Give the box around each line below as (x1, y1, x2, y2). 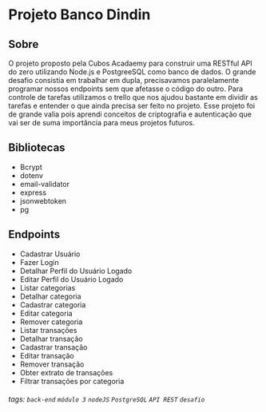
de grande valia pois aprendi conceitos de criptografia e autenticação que (8, 109, 252, 119)
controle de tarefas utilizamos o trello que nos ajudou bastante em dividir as (8, 93, 258, 101)
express (19, 188, 46, 197)
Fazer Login (19, 257, 60, 267)
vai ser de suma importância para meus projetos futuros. (8, 118, 195, 127)
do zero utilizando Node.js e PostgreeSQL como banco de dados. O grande (8, 67, 256, 77)
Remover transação (19, 359, 85, 369)
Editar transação (19, 351, 74, 360)
